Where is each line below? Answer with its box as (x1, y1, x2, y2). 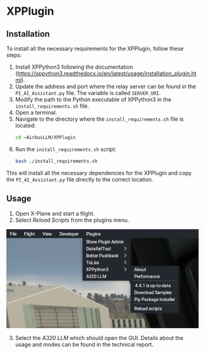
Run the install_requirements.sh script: (15, 145, 117, 153)
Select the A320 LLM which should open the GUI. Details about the (15, 334, 184, 341)
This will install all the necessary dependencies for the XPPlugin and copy (6, 169, 192, 176)
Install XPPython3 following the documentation (15, 63, 133, 70)
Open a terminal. (15, 109, 57, 116)
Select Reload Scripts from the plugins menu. (15, 216, 129, 224)
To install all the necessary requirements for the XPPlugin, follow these (6, 45, 184, 52)
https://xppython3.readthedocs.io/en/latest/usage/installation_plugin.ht (17, 70, 196, 77)
